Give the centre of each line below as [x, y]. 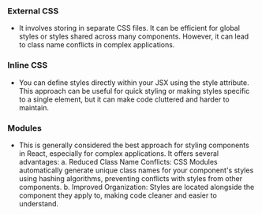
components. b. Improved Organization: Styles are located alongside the [137, 187]
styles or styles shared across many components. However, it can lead [134, 36]
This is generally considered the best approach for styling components [134, 145]
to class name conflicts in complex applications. [97, 45]
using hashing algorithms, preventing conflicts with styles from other [131, 178]
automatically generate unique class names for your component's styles [136, 170]
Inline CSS [28, 65]
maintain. [34, 107]
